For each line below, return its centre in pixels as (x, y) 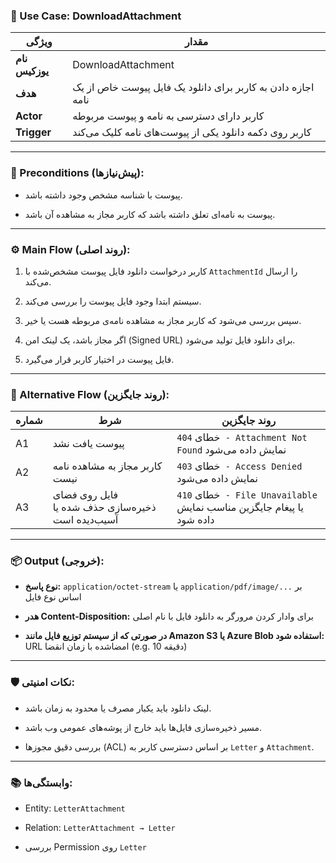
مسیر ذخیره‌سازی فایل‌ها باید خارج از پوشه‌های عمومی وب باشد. (143, 727)
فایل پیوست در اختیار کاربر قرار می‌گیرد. (99, 359)
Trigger (33, 132)
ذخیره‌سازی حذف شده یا (104, 507)
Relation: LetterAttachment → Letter (100, 828)
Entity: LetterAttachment (75, 808)
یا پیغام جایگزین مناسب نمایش (240, 507)
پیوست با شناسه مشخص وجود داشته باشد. (103, 195)
